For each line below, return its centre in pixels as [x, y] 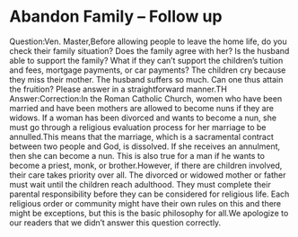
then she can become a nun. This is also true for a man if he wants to [137, 155]
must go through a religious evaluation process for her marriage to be [138, 127]
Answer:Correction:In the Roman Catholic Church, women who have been [146, 98]
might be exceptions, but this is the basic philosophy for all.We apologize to [149, 213]
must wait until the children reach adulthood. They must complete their [140, 184]
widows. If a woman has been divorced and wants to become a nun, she [143, 118]
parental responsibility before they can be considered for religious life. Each [149, 194]
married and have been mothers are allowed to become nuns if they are [141, 108]
